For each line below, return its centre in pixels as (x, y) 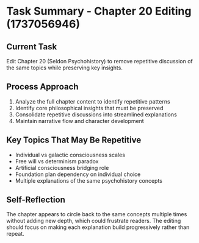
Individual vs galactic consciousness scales (70, 155)
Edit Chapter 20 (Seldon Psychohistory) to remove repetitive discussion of (100, 61)
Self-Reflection (36, 200)
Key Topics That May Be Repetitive (74, 140)
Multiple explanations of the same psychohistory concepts (89, 180)
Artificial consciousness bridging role (62, 167)
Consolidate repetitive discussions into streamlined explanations (96, 114)
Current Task (32, 47)
